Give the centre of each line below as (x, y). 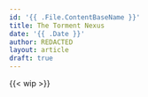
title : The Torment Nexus (57, 26)
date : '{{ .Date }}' (47, 34)
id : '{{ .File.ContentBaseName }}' (75, 17)
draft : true (31, 58)
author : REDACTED (41, 42)
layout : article (39, 50)
